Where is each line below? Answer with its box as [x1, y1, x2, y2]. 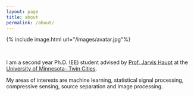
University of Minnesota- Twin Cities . [6, 65, 97, 72]
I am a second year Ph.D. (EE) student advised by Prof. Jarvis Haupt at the [6, 59, 189, 66]
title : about [6, 14, 39, 20]
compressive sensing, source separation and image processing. [6, 83, 163, 90]
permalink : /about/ [6, 20, 55, 25]
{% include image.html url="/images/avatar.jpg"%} [6, 36, 131, 43]
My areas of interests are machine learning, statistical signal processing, [6, 76, 184, 84]
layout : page [6, 8, 39, 15]
